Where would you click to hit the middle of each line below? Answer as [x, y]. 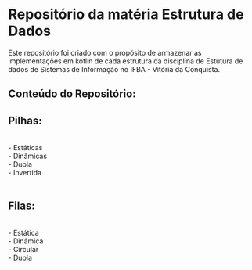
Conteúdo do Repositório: [72, 94]
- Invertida [25, 173]
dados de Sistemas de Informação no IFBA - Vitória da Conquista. [114, 69]
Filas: [22, 205]
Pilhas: [25, 120]
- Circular [23, 249]
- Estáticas [25, 148]
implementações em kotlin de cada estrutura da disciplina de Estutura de [126, 61]
